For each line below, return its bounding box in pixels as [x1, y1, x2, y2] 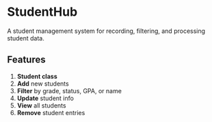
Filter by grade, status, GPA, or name [16, 86, 122, 95]
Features [7, 54, 46, 66]
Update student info [16, 94, 74, 102]
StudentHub [7, 4, 78, 20]
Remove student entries [16, 108, 85, 117]
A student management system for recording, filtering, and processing [7, 27, 206, 35]
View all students [16, 101, 66, 110]
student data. [7, 34, 44, 42]
